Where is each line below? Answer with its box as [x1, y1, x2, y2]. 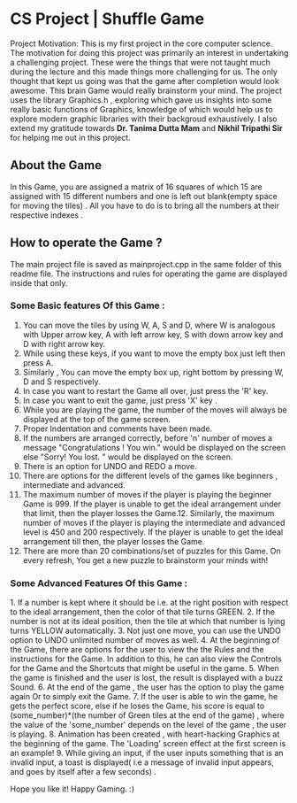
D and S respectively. [22, 376, 101, 387]
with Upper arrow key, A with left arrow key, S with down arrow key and [22, 328, 284, 340]
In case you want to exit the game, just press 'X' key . [22, 395, 217, 405]
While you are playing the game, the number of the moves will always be [22, 404, 287, 415]
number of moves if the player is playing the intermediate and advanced [22, 517, 286, 528]
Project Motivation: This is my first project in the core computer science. [10, 38, 273, 49]
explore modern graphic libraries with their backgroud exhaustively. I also [10, 113, 278, 124]
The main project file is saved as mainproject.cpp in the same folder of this [10, 259, 282, 269]
